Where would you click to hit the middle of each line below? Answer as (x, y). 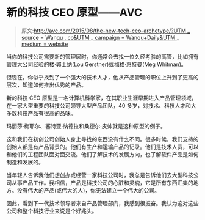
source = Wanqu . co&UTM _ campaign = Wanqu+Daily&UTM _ (100, 37)
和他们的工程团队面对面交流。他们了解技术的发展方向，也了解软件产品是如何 (103, 154)
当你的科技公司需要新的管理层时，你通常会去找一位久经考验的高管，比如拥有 (103, 56)
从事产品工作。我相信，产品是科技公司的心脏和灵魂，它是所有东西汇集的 (102, 182)
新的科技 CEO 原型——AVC (74, 13)
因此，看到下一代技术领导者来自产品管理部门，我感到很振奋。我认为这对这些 (103, 203)
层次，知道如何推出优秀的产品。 (46, 85)
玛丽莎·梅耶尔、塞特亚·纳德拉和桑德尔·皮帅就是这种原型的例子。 (86, 126)
